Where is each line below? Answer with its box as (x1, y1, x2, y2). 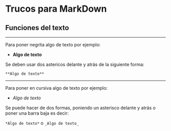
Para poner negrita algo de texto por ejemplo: (5, 42, 101, 47)
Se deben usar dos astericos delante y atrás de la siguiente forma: (5, 62, 145, 67)
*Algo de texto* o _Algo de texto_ (5, 120, 79, 126)
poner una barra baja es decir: (5, 110, 69, 116)
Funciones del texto (5, 23, 69, 32)
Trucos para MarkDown (5, 3, 107, 15)
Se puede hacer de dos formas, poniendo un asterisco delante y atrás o (5, 105, 156, 111)
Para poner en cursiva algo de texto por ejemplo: (5, 85, 108, 91)
